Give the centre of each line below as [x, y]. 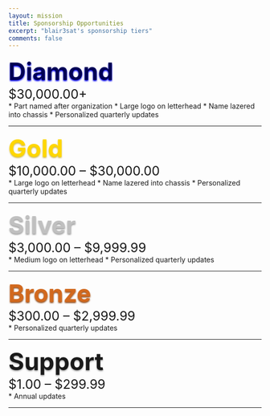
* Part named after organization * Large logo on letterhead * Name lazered [132, 106]
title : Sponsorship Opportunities [66, 23]
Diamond [61, 71]
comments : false [35, 38]
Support [56, 362]
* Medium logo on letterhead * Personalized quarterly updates [111, 260]
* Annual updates [37, 396]
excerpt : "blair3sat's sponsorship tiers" [80, 31]
